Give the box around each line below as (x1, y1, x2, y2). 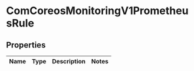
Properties (6, 40, 46, 50)
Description (52, 58, 86, 65)
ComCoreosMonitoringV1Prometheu (6, 4, 189, 18)
